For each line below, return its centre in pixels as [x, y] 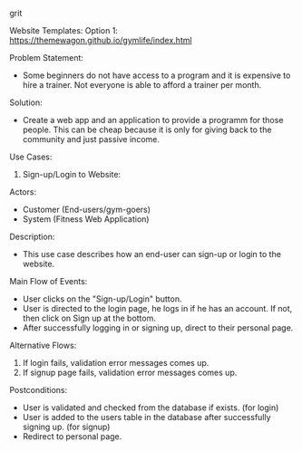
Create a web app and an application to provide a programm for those [153, 120]
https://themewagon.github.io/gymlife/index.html [101, 40]
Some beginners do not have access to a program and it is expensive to [156, 75]
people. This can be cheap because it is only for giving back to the [147, 130]
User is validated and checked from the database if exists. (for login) [151, 408]
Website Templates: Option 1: [63, 30]
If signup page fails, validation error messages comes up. [130, 372]
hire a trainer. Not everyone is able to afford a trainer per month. [142, 85]
